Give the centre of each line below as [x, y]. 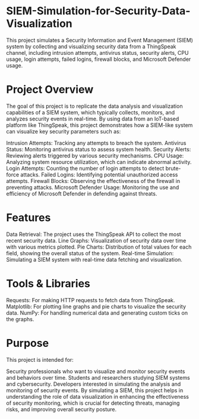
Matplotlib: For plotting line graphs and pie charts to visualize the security [96, 306]
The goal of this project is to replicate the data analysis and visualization [94, 106]
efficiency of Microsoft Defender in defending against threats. [82, 193]
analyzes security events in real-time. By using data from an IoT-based [93, 119]
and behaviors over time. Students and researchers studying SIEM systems [98, 377]
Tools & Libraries [48, 284]
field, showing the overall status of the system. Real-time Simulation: [90, 253]
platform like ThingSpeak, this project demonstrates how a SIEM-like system [99, 125]
